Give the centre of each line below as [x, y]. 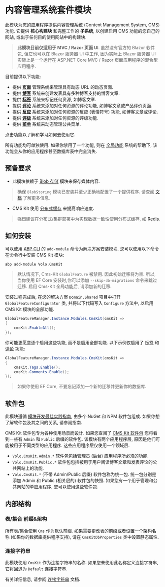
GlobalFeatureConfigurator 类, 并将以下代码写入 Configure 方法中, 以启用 [79, 303]
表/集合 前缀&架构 [26, 519]
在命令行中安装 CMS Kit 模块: [35, 255]
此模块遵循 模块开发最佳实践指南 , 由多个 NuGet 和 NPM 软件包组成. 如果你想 [82, 416]
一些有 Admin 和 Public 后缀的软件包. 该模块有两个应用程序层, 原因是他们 [82, 439]
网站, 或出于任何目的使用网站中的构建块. [46, 37]
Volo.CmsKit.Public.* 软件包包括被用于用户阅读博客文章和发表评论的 [82, 462]
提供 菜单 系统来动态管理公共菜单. [47, 124]
